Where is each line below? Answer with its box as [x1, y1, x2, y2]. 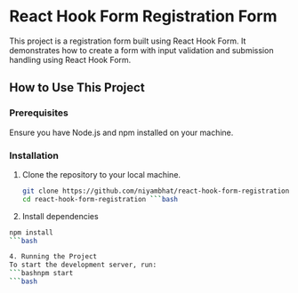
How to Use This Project [9, 80, 145, 95]
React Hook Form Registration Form [9, 6, 278, 27]
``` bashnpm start [9, 269, 74, 278]
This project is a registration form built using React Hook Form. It [9, 36, 246, 46]
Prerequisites [9, 107, 68, 119]
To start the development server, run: [9, 260, 157, 270]
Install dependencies [21, 210, 100, 221]
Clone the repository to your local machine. [21, 169, 181, 179]
